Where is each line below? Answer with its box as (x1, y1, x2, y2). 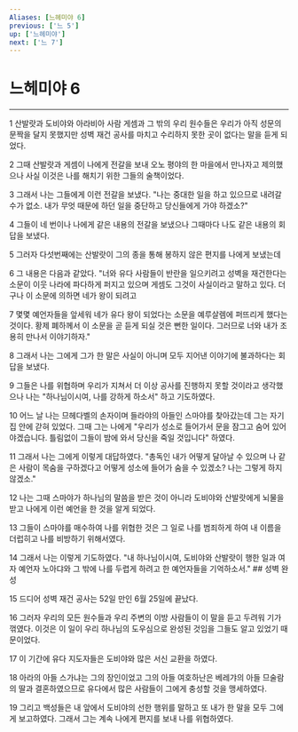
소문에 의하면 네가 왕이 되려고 (35, 290, 137, 301)
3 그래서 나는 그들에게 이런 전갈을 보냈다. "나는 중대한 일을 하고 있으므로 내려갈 (9, 189, 282, 200)
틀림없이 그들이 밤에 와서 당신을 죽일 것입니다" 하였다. (49, 433, 235, 443)
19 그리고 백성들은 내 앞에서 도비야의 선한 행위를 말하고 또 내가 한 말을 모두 (9, 703, 268, 713)
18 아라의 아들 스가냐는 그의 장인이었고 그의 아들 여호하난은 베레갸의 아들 (9, 672, 262, 683)
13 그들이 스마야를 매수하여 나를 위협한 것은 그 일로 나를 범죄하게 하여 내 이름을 (9, 522, 282, 533)
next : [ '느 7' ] (9, 37, 64, 47)
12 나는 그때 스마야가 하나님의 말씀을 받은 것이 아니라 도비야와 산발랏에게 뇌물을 (9, 492, 285, 503)
